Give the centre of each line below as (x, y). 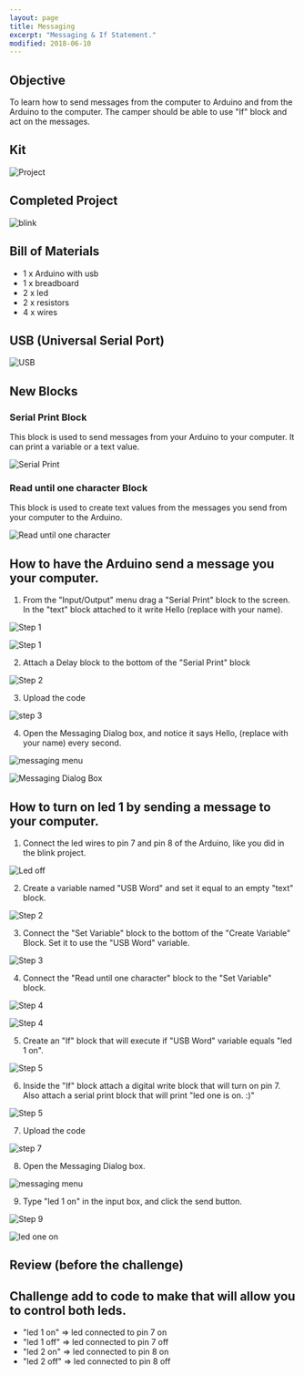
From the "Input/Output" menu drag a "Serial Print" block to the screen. (157, 600)
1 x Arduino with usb (61, 273)
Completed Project (64, 201)
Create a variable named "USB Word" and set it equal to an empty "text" (158, 888)
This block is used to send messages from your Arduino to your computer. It (152, 437)
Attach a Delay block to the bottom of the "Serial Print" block (136, 662)
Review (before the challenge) (96, 1265)
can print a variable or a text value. (75, 447)
